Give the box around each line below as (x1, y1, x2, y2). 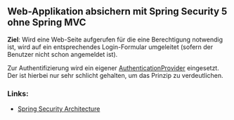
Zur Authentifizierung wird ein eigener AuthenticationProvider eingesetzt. (7, 63, 219, 72)
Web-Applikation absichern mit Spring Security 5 (7, 6, 228, 18)
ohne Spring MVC (7, 17, 86, 29)
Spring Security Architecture (17, 105, 100, 113)
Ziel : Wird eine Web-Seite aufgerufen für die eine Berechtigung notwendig (7, 35, 223, 44)
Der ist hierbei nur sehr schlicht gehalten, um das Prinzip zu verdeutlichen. (7, 71, 223, 79)
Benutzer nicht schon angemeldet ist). (7, 50, 118, 58)
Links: (7, 88, 29, 98)
